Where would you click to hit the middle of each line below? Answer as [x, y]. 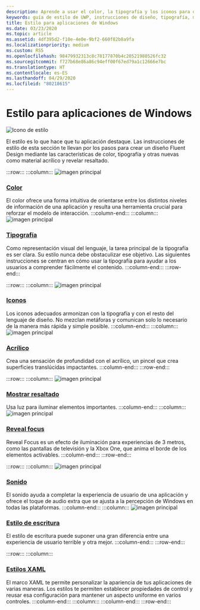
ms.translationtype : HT [36, 67]
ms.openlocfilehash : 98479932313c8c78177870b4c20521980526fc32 [86, 56]
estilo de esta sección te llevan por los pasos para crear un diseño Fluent [96, 147]
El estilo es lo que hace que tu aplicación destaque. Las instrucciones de [95, 141]
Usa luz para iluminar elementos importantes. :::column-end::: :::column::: [96, 407]
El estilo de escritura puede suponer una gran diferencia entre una [87, 536]
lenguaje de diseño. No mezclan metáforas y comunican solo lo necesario [97, 319]
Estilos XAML [26, 569]
